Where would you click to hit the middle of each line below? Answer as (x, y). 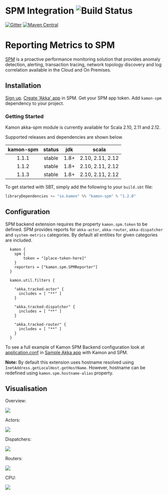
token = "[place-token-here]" (55, 258)
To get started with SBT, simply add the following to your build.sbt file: (79, 187)
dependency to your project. (35, 103)
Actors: (13, 420)
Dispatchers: (18, 439)
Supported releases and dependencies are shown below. (64, 137)
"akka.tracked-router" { (40, 324)
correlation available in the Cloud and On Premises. (58, 70)
